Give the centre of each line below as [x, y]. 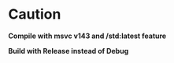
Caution [35, 14]
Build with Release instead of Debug [68, 51]
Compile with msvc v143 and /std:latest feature [87, 36]
